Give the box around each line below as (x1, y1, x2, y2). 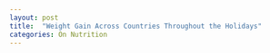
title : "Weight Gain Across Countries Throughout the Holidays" (9, 22, 262, 31)
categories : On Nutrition (9, 30, 107, 39)
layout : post (9, 13, 59, 22)
